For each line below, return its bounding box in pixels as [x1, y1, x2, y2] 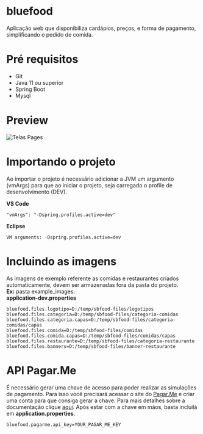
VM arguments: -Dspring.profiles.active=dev [6, 234, 121, 241]
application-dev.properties [6, 294, 77, 302]
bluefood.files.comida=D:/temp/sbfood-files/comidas [6, 327, 143, 333]
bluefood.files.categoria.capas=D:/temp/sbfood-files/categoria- [6, 316, 176, 323]
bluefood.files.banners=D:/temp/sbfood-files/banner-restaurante [6, 343, 176, 349]
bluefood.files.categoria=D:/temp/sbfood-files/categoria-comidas [6, 311, 179, 317]
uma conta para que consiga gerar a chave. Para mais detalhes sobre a [6, 397, 185, 404]
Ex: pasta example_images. [6, 288, 75, 295]
